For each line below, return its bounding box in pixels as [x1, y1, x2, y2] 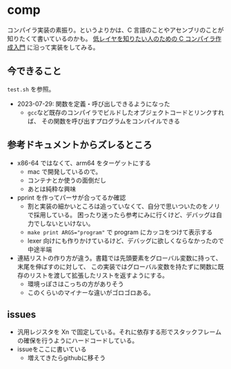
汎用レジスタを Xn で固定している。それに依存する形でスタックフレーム [17, 328, 222, 337]
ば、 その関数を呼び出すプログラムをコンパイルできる [27, 117, 181, 125]
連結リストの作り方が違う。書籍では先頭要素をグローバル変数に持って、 [17, 254, 222, 262]
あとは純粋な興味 [27, 184, 77, 193]
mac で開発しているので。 [27, 167, 102, 176]
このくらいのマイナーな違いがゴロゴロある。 [27, 288, 155, 296]
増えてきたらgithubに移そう [27, 354, 106, 362]
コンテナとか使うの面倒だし [27, 176, 107, 184]
